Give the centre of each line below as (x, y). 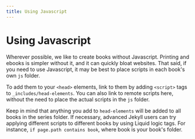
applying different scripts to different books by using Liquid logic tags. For (96, 123)
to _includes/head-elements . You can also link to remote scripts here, (90, 93)
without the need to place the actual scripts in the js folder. (78, 99)
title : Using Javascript (37, 11)
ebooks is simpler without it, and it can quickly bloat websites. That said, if (96, 63)
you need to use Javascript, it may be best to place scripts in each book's (96, 69)
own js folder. (23, 75)
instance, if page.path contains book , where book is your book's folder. (94, 129)
